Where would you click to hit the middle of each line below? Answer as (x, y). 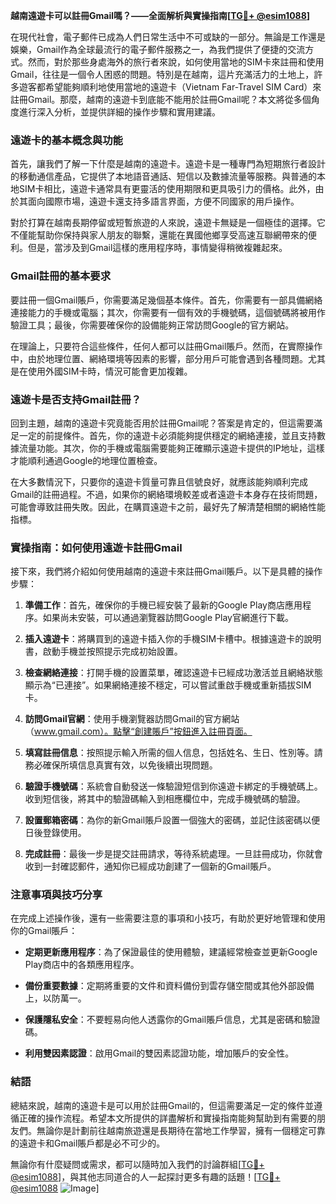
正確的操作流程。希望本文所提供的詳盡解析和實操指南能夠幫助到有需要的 (167, 1118)
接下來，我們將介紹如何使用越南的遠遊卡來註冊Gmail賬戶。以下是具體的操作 (166, 571)
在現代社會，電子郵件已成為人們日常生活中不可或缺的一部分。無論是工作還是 (168, 37)
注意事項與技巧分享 (56, 895)
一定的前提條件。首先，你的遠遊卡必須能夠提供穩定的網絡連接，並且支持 (167, 435)
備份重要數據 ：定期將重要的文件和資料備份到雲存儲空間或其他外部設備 (169, 986)
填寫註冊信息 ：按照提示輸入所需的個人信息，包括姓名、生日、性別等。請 (173, 753)
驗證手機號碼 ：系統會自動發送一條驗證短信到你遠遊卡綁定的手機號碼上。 (173, 786)
